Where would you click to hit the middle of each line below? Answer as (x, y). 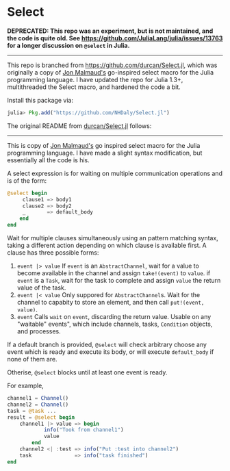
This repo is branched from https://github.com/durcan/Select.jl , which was (112, 65)
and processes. (39, 331)
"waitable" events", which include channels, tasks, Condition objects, (115, 324)
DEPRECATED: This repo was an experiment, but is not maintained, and (110, 31)
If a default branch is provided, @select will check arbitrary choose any (107, 345)
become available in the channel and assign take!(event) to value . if (114, 273)
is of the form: (27, 180)
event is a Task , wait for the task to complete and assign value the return (119, 281)
